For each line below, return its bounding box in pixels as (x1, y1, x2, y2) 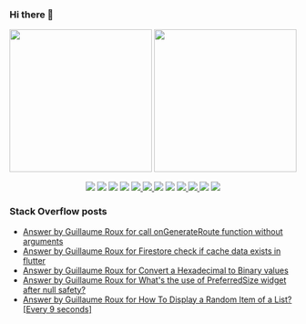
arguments (22, 235, 64, 246)
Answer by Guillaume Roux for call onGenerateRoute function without (22, 225, 284, 236)
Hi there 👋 (9, 8, 55, 21)
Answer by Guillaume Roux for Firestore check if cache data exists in (22, 246, 281, 256)
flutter (22, 255, 46, 266)
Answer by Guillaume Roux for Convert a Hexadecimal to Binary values (22, 265, 289, 276)
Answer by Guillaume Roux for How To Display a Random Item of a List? (22, 294, 292, 305)
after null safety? (22, 284, 87, 295)
